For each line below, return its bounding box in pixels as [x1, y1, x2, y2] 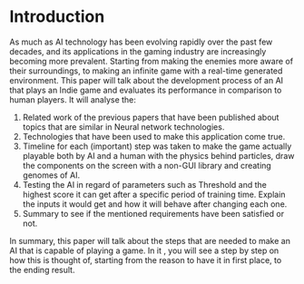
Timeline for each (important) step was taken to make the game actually [22, 141, 292, 152]
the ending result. [9, 264, 75, 275]
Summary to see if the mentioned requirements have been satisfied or [22, 208, 285, 219]
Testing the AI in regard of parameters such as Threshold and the [22, 179, 268, 190]
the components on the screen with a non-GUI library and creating [22, 160, 272, 171]
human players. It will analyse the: [9, 93, 136, 105]
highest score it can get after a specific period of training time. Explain [22, 189, 286, 200]
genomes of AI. [22, 170, 80, 181]
